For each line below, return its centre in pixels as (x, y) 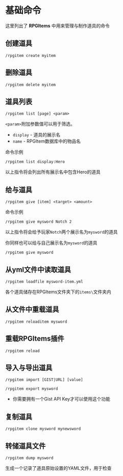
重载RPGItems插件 (35, 339)
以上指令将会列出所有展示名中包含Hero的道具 (53, 172)
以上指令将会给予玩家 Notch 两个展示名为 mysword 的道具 (61, 232)
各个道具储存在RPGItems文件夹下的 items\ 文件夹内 (58, 292)
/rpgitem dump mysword (29, 458)
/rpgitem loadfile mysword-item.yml (44, 282)
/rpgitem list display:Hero (35, 162)
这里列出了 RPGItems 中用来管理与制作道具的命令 (57, 26)
